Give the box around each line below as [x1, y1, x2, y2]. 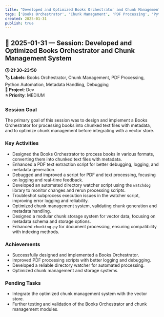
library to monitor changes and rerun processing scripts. [12, 187, 126, 193]
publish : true [5, 20, 34, 26]
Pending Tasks [5, 279, 41, 286]
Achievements [5, 241, 41, 248]
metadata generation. [12, 166, 56, 172]
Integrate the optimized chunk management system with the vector [12, 291, 147, 297]
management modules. [12, 306, 59, 312]
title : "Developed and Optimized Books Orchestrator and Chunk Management [5, 7, 161, 12]
